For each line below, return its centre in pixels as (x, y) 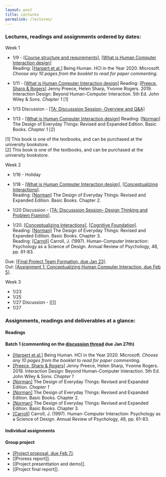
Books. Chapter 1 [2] (34, 129)
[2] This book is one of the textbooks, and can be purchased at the (74, 150)
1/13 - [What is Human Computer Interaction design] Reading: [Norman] (86, 118)
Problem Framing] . (32, 215)
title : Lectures (22, 15)
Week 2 (13, 165)
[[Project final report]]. (36, 469)
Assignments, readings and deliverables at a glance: (70, 320)
